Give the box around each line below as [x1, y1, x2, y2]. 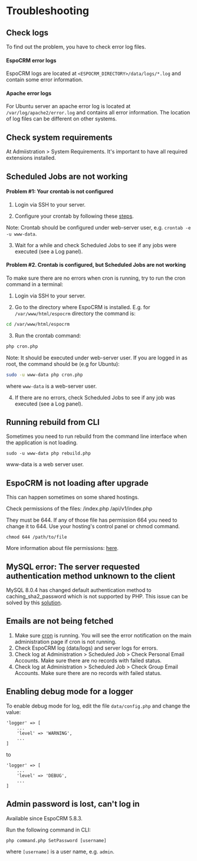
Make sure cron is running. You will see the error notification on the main [14, 631, 192, 639]
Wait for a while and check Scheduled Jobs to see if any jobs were [14, 241, 177, 248]
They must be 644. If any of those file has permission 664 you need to [6, 516, 178, 523]
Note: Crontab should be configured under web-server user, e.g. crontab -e [6, 224, 191, 231]
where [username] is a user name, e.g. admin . [6, 848, 115, 855]
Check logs [6, 28, 49, 38]
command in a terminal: [6, 281, 64, 288]
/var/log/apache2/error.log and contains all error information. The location [6, 109, 191, 116]
